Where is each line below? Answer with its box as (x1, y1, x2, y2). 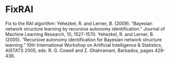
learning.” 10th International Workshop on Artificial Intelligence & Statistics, (5, 42, 162, 48)
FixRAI (5, 4, 34, 15)
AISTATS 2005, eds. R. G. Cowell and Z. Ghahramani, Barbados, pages (5, 47, 154, 53)
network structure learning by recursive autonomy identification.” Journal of (5, 25, 165, 31)
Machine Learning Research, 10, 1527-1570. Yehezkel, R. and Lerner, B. (5, 31, 155, 37)
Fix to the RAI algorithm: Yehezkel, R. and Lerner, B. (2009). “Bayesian (5, 20, 153, 26)
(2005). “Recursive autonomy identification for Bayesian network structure (5, 37, 162, 43)
